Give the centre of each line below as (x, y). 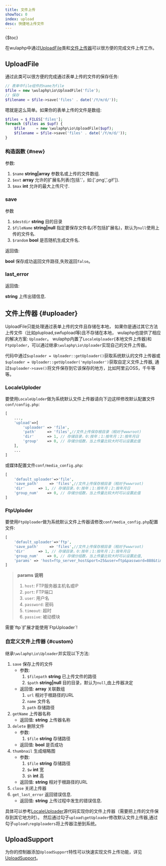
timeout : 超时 (38, 611)
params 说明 (30, 575)
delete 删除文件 (28, 726)
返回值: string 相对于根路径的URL (54, 782)
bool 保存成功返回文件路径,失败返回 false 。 (49, 261)
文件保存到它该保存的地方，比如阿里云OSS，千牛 (101, 368)
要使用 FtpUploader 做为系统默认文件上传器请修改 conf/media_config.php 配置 (82, 522)
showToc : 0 (16, 14)
